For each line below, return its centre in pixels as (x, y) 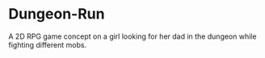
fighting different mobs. (48, 44)
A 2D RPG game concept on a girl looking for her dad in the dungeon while (132, 36)
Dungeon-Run (57, 14)
